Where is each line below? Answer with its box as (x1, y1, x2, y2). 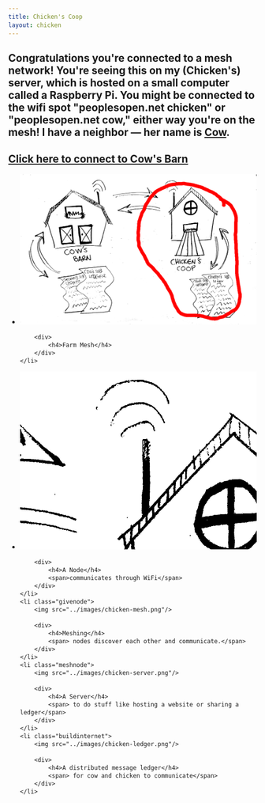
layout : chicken (8, 21, 62, 29)
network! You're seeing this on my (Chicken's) (8, 63, 241, 77)
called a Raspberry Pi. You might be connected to (8, 88, 255, 102)
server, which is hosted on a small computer (8, 76, 230, 89)
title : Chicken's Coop (8, 13, 83, 21)
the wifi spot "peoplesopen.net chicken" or (8, 100, 226, 114)
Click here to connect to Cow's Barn (8, 153, 188, 166)
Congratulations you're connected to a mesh (8, 51, 233, 65)
